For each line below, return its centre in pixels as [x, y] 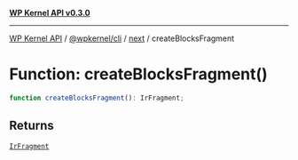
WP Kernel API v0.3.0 [50, 13]
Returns [32, 126]
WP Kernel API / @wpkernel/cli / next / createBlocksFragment [122, 38]
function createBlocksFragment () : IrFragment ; [97, 98]
